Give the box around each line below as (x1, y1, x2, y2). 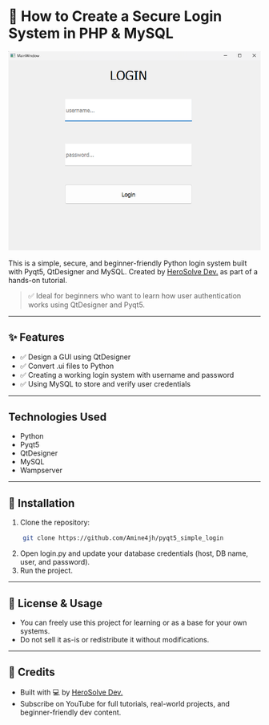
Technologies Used (8, 411, 106, 423)
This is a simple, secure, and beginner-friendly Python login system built (8, 258, 247, 268)
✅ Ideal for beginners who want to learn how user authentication (27, 290, 242, 300)
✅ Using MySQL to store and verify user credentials (19, 379, 191, 388)
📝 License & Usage (8, 597, 102, 610)
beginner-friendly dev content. (19, 707, 122, 717)
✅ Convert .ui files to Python (19, 361, 114, 371)
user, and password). (19, 557, 90, 567)
